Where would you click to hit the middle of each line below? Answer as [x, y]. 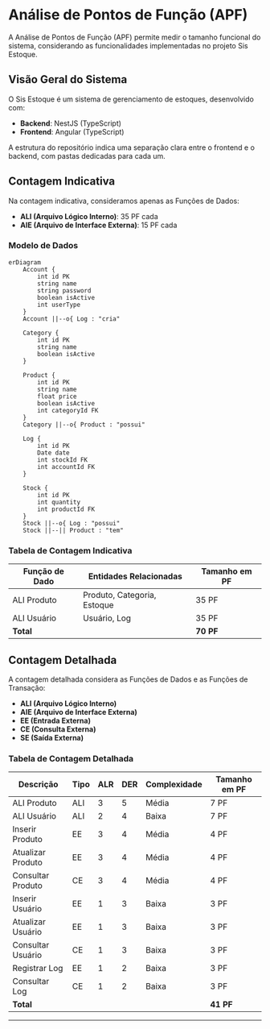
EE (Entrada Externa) [55, 720]
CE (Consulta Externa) [58, 729]
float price [57, 396]
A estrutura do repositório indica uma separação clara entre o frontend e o [132, 147]
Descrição [39, 785]
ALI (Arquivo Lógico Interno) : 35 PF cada [89, 216]
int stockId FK [63, 460]
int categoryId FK [68, 410]
